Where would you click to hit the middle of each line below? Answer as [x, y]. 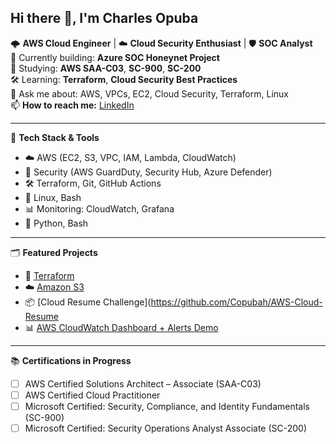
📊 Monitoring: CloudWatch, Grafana [99, 208]
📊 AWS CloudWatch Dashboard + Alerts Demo [121, 327]
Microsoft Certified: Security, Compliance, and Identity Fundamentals [167, 406]
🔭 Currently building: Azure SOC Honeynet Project [115, 57]
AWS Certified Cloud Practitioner [92, 395]
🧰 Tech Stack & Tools [55, 137]
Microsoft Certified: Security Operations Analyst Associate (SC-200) [166, 428]
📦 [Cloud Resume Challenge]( [88, 302]
